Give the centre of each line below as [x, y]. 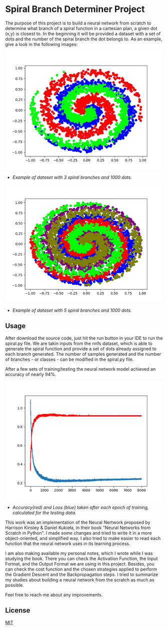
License [18, 611]
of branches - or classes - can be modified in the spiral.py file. [69, 359]
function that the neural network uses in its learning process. [68, 544]
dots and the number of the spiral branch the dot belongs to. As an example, [84, 39]
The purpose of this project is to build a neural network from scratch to [78, 23]
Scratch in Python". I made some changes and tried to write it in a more [78, 533]
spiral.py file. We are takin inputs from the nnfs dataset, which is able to [79, 343]
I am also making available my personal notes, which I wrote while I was [79, 553]
